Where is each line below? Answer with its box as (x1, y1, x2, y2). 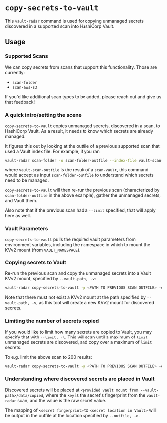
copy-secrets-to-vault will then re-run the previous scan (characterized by (5, 187, 160, 193)
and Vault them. (5, 197, 38, 203)
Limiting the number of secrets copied (5, 317, 99, 324)
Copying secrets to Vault (5, 259, 66, 266)
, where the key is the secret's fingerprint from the (43, 392, 146, 398)
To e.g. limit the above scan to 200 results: (5, 354, 93, 360)
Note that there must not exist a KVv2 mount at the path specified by (5, 294, 146, 300)
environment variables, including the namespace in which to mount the (5, 242, 151, 248)
